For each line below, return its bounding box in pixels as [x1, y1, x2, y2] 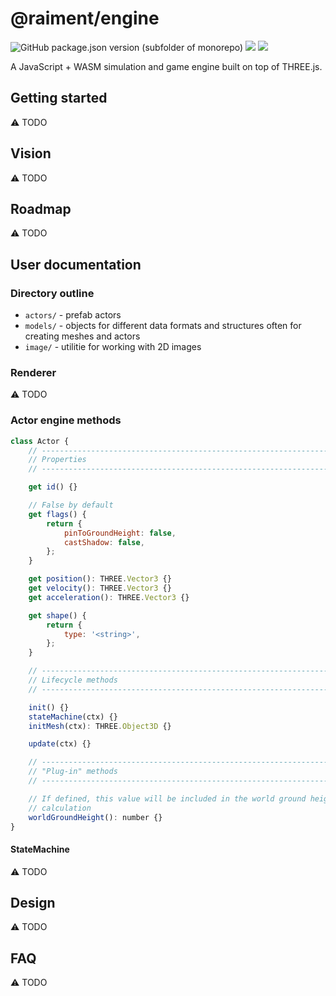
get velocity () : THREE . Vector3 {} [28, 583, 172, 594]
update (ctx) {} [28, 739, 92, 749]
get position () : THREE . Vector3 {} [28, 574, 172, 584]
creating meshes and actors [24, 330, 141, 342]
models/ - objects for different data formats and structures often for [24, 320, 302, 332]
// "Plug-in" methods [28, 767, 118, 777]
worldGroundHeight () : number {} [28, 812, 163, 822]
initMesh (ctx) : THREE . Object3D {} [28, 721, 172, 731]
